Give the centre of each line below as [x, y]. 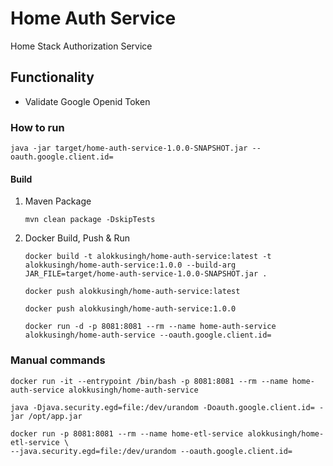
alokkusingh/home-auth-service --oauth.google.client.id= [148, 335]
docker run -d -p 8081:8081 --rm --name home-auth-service [150, 327]
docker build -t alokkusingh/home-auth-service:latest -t [148, 257]
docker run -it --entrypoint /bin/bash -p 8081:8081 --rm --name [149, 381]
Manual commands [58, 360]
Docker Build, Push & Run [77, 238]
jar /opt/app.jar [46, 416]
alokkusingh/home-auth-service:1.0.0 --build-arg [130, 265]
